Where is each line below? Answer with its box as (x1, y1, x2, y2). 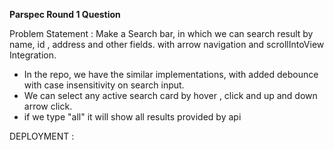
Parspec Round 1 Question (9, 9, 121, 20)
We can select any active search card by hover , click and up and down (23, 90, 318, 101)
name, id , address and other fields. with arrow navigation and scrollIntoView (9, 39, 325, 50)
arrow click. (23, 100, 73, 112)
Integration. (9, 49, 57, 61)
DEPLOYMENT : (9, 130, 75, 142)
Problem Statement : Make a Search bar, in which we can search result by (9, 28, 314, 39)
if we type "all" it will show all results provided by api (23, 111, 242, 123)
